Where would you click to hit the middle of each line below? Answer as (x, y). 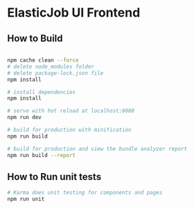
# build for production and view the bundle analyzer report (97, 149)
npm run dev (24, 118)
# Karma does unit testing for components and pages (85, 193)
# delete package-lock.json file (55, 73)
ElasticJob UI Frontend (74, 13)
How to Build (35, 38)
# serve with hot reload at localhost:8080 (71, 111)
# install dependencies (42, 92)
